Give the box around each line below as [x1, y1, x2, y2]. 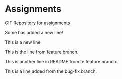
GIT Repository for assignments [5, 20, 70, 26]
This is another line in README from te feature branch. [5, 58, 118, 64]
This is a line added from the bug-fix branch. [5, 68, 97, 74]
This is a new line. [5, 39, 42, 45]
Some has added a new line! [5, 29, 63, 35]
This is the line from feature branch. [5, 49, 79, 55]
